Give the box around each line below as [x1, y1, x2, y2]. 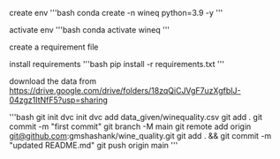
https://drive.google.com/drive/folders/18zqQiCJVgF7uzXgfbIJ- [9, 86, 241, 95]
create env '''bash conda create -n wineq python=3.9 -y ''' [9, 8, 223, 18]
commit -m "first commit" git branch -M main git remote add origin [9, 121, 252, 132]
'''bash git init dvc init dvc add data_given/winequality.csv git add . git [9, 112, 263, 122]
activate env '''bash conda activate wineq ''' [9, 25, 170, 34]
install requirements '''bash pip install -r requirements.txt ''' [9, 59, 225, 69]
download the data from [9, 76, 97, 87]
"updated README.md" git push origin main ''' [9, 140, 178, 150]
